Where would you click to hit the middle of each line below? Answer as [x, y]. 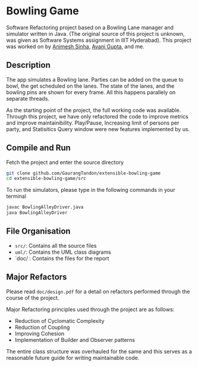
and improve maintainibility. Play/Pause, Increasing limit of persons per [93, 123]
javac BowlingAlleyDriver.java [45, 207]
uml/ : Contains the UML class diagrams [63, 252]
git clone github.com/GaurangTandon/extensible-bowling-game [84, 173]
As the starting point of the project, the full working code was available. [94, 110]
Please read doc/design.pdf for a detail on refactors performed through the [98, 291]
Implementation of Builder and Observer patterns [75, 340]
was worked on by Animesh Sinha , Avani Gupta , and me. [75, 46]
